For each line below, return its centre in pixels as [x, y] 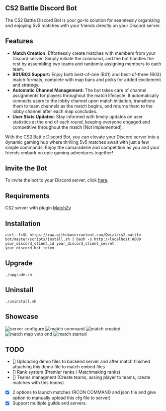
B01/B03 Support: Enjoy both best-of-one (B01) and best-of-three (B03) [87, 74]
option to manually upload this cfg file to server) [61, 398]
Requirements [27, 196]
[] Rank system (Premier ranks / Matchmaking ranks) [66, 372]
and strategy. [26, 85]
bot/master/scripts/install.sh [38, 239]
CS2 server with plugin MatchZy [38, 208]
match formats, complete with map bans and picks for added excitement [87, 80]
